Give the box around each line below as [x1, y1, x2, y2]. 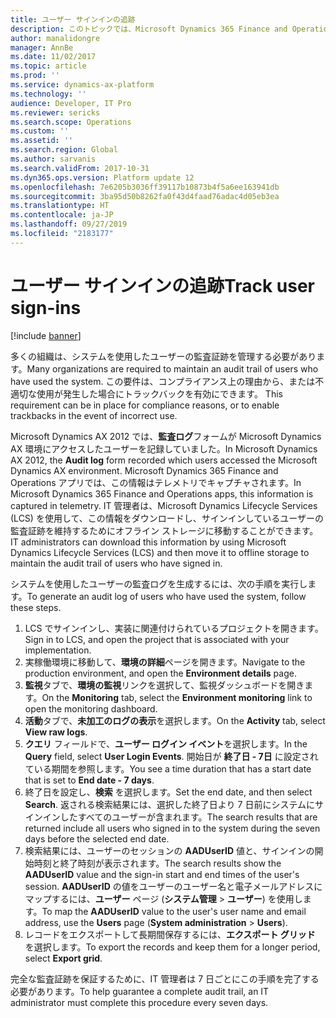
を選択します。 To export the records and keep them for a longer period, [24, 941, 321, 953]
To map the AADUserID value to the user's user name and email [41, 905, 307, 917]
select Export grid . [24, 952, 103, 964]
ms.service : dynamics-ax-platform [10, 80, 155, 90]
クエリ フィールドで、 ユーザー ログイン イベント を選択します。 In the [24, 737, 308, 750]
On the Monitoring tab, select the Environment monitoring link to [41, 691, 313, 703]
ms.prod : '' [10, 71, 60, 81]
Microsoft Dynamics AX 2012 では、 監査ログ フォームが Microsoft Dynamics [10, 430, 322, 442]
